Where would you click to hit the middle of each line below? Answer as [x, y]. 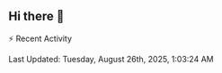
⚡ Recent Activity [40, 38]
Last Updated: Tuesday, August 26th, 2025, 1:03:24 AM [111, 59]
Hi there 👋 [36, 16]
